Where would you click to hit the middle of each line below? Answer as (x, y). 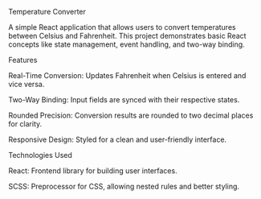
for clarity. (25, 124)
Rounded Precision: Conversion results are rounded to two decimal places (131, 115)
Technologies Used (40, 155)
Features (23, 60)
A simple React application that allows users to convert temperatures (122, 27)
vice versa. (27, 84)
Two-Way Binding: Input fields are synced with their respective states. (124, 99)
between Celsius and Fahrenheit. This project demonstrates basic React (127, 36)
